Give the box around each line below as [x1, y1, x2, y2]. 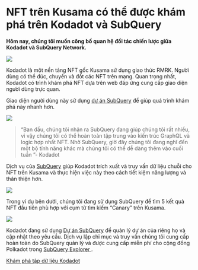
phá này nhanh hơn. [6, 103, 55, 110]
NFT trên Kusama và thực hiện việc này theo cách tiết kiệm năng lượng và [6, 169, 187, 176]
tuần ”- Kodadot [20, 151, 60, 158]
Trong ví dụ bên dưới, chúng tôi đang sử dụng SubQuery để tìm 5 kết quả [6, 198, 185, 205]
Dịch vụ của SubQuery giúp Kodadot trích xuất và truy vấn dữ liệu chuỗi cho [6, 163, 192, 170]
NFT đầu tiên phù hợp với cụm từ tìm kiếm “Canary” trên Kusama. [6, 204, 166, 211]
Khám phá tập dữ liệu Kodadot [6, 257, 80, 264]
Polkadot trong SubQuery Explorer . [6, 246, 93, 253]
